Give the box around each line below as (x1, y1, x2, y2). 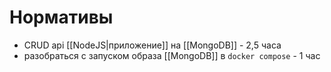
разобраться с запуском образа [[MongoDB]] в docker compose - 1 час (23, 49, 321, 61)
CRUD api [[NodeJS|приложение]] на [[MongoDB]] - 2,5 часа (23, 39, 282, 51)
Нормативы (9, 6, 114, 29)
